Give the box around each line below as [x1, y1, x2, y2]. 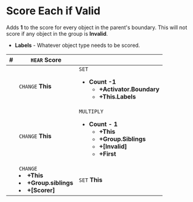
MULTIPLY [79, 108, 104, 115]
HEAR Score [30, 55, 62, 64]
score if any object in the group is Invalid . [6, 30, 108, 37]
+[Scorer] [27, 186, 55, 194]
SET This [79, 175, 103, 184]
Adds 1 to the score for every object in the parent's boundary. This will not [6, 24, 188, 31]
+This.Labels [99, 92, 137, 100]
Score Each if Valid [6, 4, 101, 18]
